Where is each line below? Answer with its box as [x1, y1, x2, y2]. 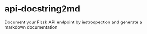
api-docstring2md [4, 3, 80, 14]
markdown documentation [4, 24, 58, 30]
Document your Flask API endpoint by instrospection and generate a [4, 19, 142, 25]
